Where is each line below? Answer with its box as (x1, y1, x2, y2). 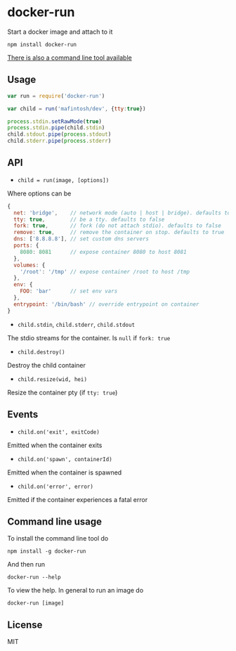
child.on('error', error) (17, 483, 93, 490)
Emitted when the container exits (7, 441, 103, 449)
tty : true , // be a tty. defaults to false (13, 216, 165, 223)
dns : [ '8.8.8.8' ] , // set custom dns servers (13, 236, 150, 243)
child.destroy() (17, 349, 65, 356)
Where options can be (7, 189, 72, 198)
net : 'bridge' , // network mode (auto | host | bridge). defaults (13, 209, 221, 217)
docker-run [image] (7, 600, 65, 607)
